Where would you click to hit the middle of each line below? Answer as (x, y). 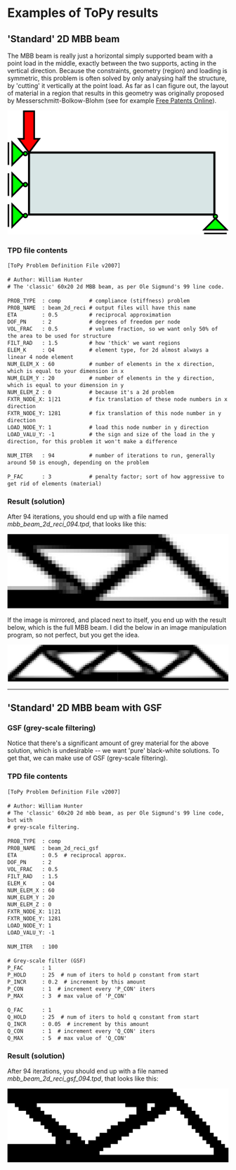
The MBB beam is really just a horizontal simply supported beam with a (110, 56)
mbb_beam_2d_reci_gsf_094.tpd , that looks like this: (83, 1079)
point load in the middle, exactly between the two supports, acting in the (112, 63)
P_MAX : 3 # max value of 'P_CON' (67, 996)
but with (20, 820)
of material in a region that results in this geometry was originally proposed (116, 93)
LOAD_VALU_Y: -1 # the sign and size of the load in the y (111, 434)
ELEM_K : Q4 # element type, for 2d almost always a (108, 350)
